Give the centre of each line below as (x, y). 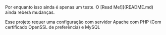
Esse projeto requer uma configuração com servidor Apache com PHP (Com (83, 22)
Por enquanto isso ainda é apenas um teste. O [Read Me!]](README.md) (79, 7)
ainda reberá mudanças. (30, 12)
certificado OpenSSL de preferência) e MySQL (53, 27)
